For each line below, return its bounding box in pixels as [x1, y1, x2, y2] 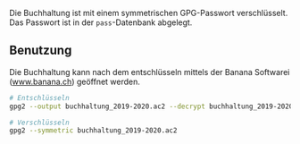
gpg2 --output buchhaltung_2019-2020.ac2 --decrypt [9, 102, 205, 111]
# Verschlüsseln [9, 118, 70, 127]
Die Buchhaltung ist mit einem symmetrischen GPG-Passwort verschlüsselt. [9, 8, 288, 18]
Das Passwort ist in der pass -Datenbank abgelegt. [9, 17, 193, 28]
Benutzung [9, 43, 72, 58]
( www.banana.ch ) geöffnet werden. [9, 76, 141, 87]
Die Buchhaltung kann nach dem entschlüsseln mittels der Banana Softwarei [9, 66, 290, 77]
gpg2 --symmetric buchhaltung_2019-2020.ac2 [9, 126, 178, 135]
